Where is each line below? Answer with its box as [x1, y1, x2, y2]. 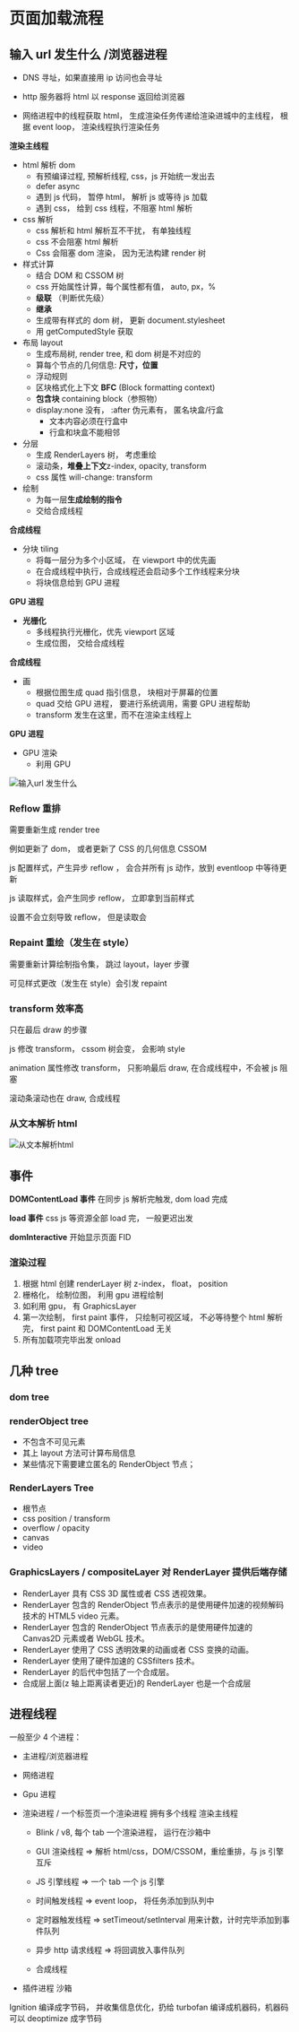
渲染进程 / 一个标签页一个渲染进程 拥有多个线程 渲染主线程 [21, 1808, 239, 1819]
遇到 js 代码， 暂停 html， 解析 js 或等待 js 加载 [35, 192, 208, 202]
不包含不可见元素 [21, 1436, 86, 1446]
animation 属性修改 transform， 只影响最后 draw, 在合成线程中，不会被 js [9, 1062, 278, 1072]
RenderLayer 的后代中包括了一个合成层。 [21, 1666, 175, 1677]
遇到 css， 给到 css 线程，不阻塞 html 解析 [35, 203, 193, 213]
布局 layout [21, 337, 64, 348]
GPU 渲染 [21, 748, 58, 758]
